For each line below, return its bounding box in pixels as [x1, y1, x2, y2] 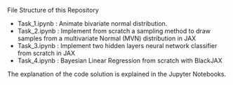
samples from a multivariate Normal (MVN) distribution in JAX [17, 34, 197, 42]
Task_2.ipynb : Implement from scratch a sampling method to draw [17, 27, 211, 35]
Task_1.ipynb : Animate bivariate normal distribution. [17, 20, 168, 27]
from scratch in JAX [17, 49, 76, 57]
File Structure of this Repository [7, 6, 100, 14]
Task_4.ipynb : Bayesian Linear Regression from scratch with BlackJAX [17, 56, 222, 65]
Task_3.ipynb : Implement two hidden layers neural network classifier [17, 42, 218, 49]
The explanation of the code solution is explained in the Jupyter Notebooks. [7, 70, 227, 78]
